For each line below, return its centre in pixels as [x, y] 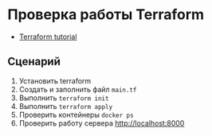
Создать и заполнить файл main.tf [78, 89]
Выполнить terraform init [64, 98]
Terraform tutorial [48, 37]
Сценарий [34, 62]
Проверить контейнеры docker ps [76, 115]
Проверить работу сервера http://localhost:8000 [102, 123]
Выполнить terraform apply [66, 106]
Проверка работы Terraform [106, 15]
